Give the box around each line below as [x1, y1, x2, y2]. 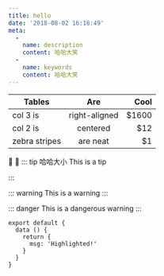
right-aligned [68, 109, 119, 120]
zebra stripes [12, 135, 62, 146]
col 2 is [12, 122, 40, 134]
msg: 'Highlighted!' [29, 239, 97, 247]
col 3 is [12, 109, 40, 120]
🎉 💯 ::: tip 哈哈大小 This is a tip [8, 157, 107, 166]
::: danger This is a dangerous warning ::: [8, 204, 143, 213]
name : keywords [22, 64, 73, 72]
